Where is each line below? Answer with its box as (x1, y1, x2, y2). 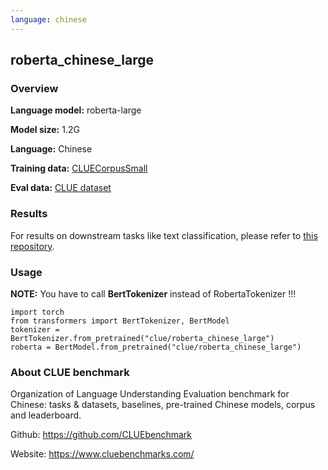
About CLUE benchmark (10, 365, 130, 379)
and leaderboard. (10, 409, 82, 421)
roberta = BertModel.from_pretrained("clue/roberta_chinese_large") (10, 342, 302, 352)
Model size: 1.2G (10, 124, 80, 136)
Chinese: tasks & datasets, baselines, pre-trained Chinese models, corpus (10, 399, 316, 411)
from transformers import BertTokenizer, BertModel (10, 316, 230, 326)
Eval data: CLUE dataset (10, 182, 112, 194)
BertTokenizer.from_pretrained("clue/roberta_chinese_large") (10, 333, 275, 343)
